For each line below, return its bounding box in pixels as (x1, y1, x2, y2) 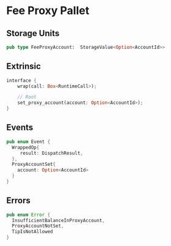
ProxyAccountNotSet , (12, 223, 64, 229)
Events (6, 122, 34, 133)
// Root (17, 94, 37, 100)
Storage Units (6, 28, 60, 39)
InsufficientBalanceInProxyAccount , (12, 217, 105, 223)
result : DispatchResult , (20, 150, 84, 156)
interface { (6, 77, 37, 83)
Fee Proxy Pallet (6, 4, 90, 18)
